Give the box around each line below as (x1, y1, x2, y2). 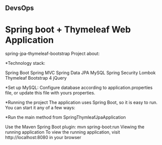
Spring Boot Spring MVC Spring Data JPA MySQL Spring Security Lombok (5, 70, 156, 76)
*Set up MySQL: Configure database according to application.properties (5, 85, 153, 91)
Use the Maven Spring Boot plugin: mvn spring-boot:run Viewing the (5, 124, 145, 130)
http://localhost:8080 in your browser (5, 135, 81, 141)
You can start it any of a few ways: (5, 105, 76, 111)
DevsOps (5, 4, 34, 12)
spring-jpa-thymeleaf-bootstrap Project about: (5, 50, 100, 56)
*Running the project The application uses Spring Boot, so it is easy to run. (5, 99, 158, 105)
